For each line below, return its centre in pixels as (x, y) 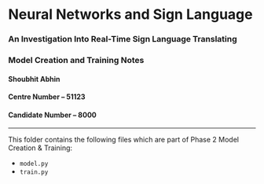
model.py (34, 164)
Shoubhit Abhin (34, 79)
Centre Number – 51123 (47, 97)
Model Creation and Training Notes (76, 61)
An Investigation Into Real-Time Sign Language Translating (123, 39)
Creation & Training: (40, 148)
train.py (34, 172)
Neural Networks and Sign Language (130, 15)
